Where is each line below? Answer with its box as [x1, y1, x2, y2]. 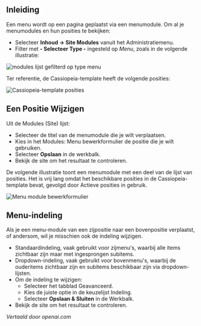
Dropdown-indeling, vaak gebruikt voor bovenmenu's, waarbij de [14, 257, 176, 264]
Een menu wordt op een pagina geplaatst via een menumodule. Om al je [6, 20, 184, 28]
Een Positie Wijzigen [6, 104, 85, 114]
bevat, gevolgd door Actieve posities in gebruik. [29, 181, 148, 189]
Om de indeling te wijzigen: [14, 276, 83, 283]
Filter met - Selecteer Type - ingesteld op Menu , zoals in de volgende [14, 45, 188, 52]
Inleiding [6, 5, 40, 15]
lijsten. [14, 270, 32, 277]
